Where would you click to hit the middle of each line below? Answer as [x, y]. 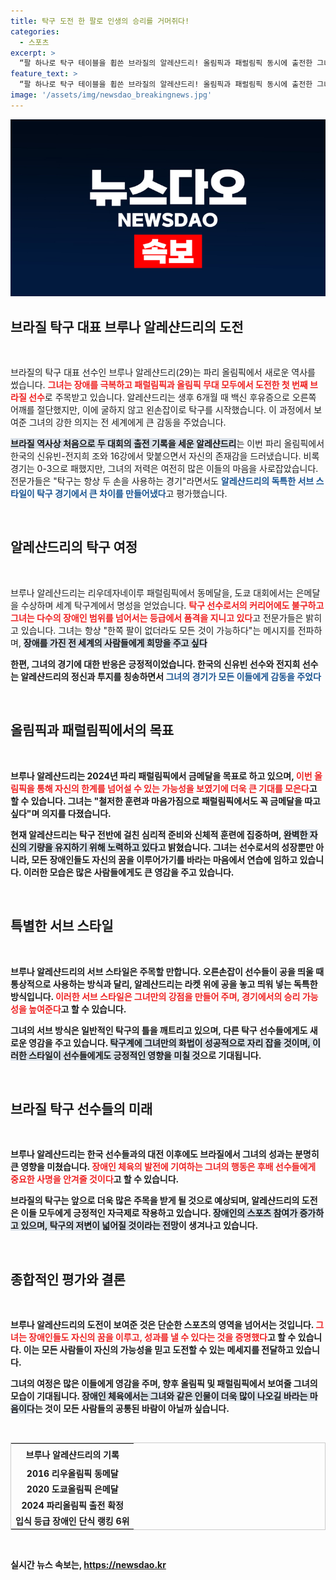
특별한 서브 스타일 [62, 926]
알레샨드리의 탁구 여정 [74, 547]
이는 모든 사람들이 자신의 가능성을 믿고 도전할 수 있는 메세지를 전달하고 [158, 1350]
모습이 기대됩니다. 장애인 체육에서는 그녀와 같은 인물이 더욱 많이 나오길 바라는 [159, 1396]
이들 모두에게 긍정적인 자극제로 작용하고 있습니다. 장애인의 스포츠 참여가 [159, 1213]
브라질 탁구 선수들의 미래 [81, 1108]
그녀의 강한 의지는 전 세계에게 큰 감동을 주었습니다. [127, 422]
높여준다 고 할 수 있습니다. [77, 1009]
